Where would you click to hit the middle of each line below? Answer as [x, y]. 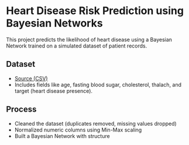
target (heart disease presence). [53, 91]
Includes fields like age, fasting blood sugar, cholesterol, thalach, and [98, 85]
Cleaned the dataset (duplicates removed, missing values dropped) [95, 123]
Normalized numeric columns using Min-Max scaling [78, 130]
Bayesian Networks [55, 23]
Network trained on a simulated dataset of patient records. [77, 46]
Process [21, 109]
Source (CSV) [31, 78]
